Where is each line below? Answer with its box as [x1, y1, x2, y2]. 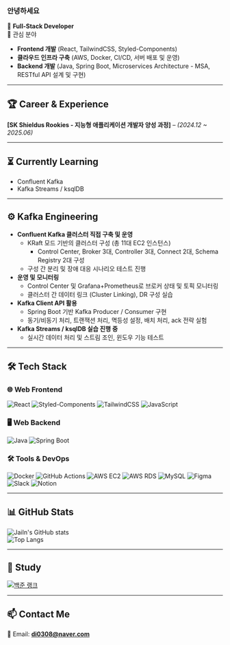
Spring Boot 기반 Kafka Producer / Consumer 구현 [27, 307, 167, 315]
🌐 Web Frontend [7, 385, 63, 394]
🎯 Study [7, 562, 42, 574]
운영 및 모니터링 [16, 273, 60, 281]
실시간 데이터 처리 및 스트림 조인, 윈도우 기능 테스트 [27, 333, 164, 341]
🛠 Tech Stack [7, 361, 67, 372]
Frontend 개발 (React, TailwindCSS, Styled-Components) [16, 45, 178, 53]
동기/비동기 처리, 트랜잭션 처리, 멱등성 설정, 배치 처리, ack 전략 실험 [27, 316, 207, 324]
